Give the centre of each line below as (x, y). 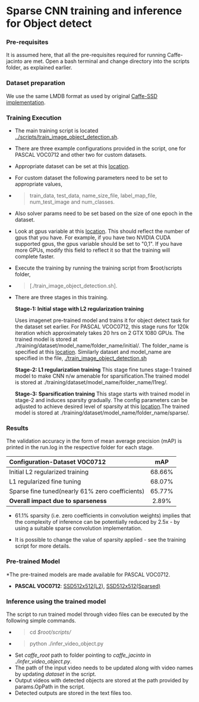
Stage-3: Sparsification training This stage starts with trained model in (102, 394)
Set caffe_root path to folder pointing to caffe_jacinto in (83, 655)
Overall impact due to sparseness (58, 501)
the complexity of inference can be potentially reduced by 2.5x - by (97, 522)
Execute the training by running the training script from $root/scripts (98, 268)
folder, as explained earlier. (39, 68)
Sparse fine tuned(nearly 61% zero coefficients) (77, 491)
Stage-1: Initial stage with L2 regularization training (79, 309)
